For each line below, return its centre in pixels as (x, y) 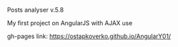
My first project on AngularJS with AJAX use (70, 23)
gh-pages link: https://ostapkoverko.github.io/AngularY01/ (89, 36)
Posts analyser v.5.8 (35, 10)
